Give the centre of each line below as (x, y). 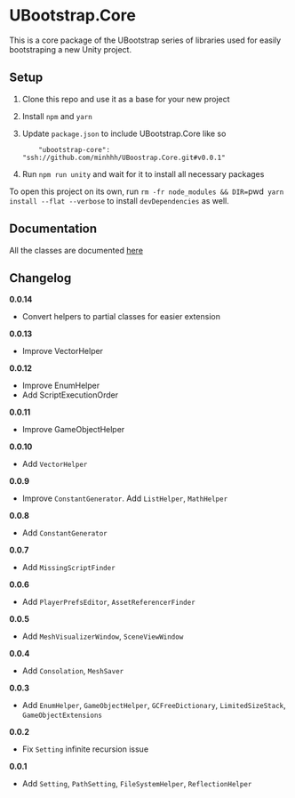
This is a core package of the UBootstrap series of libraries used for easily (145, 40)
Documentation (53, 229)
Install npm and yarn (57, 116)
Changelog (40, 278)
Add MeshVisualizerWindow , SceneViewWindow (103, 636)
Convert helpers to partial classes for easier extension (121, 317)
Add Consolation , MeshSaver (73, 671)
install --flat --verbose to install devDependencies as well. (119, 200)
